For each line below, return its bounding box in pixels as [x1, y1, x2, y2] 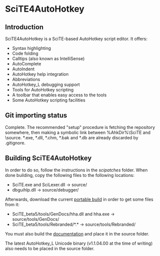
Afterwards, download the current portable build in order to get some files [5, 196, 154, 202]
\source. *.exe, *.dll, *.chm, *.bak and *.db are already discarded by [5, 134, 139, 140]
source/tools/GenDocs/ [12, 216, 60, 222]
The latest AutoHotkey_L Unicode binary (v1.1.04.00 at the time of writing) [5, 240, 153, 246]
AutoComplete [12, 61, 41, 66]
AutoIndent [12, 66, 35, 72]
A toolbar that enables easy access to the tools [12, 92, 107, 98]
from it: [5, 201, 20, 207]
